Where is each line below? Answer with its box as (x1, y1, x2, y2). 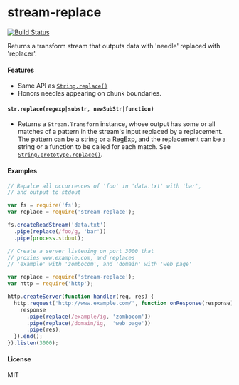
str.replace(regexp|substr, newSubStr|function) (7, 105, 154, 113)
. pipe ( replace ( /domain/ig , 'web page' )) (26, 319, 152, 327)
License (7, 354, 32, 364)
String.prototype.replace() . (17, 150, 103, 159)
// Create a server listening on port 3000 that (7, 247, 154, 255)
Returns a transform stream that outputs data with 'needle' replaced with (7, 41, 221, 50)
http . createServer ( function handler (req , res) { (7, 293, 154, 300)
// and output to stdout (7, 189, 81, 196)
